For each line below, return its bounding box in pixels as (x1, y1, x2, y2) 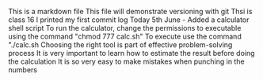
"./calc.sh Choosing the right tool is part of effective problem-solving (8, 40, 233, 50)
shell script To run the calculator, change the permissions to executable (8, 24, 242, 32)
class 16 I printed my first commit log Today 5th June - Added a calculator (8, 15, 250, 24)
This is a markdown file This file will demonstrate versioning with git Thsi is (8, 7, 253, 16)
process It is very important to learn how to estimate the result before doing (8, 49, 255, 57)
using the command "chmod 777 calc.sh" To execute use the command (8, 31, 242, 41)
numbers (8, 65, 38, 74)
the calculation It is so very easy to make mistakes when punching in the (8, 57, 245, 66)
